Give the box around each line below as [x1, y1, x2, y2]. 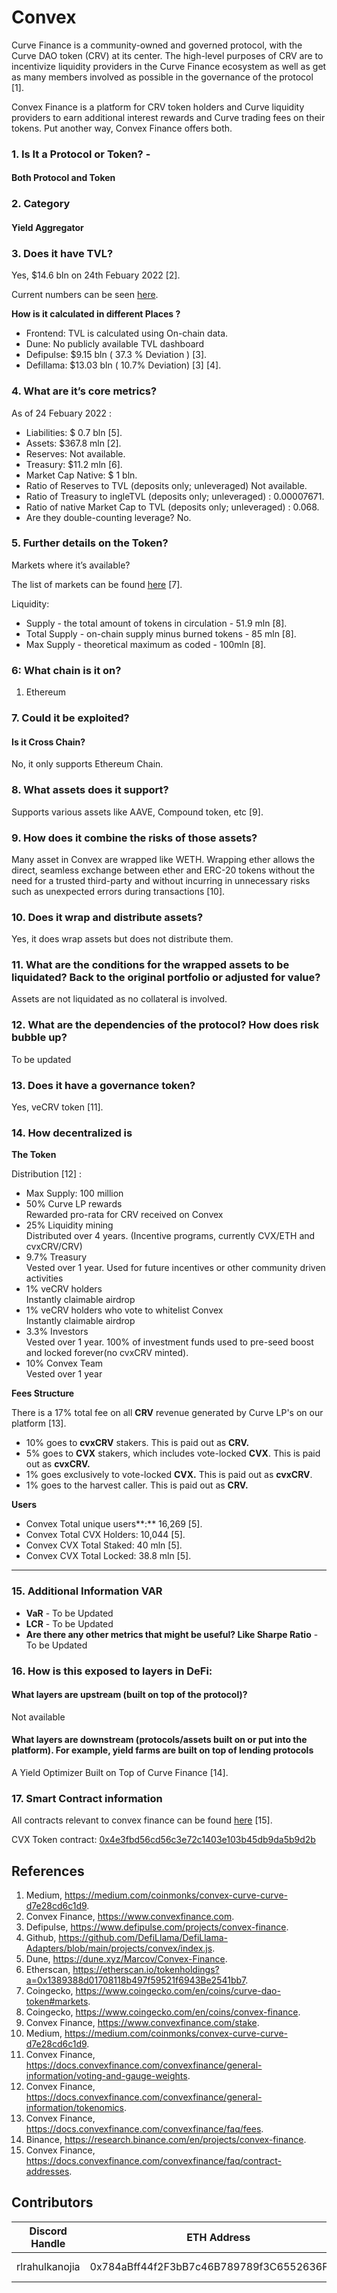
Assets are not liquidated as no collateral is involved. [11, 993, 228, 1005]
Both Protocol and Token [11, 172, 116, 184]
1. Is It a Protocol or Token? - [11, 147, 151, 161]
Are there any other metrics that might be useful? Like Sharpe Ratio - [25, 1628, 319, 1640]
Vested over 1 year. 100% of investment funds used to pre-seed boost [25, 1336, 314, 1348]
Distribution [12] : [11, 1168, 83, 1180]
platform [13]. [11, 1417, 67, 1430]
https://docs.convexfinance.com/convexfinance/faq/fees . [25, 2123, 264, 2135]
